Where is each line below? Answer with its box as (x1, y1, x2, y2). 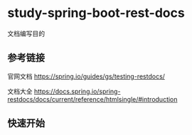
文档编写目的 (7, 29, 45, 37)
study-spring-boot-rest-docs (7, 5, 185, 21)
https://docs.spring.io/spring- (33, 87, 121, 95)
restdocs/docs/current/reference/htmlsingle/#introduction (7, 95, 178, 103)
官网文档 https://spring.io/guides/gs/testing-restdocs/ (7, 72, 166, 81)
